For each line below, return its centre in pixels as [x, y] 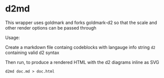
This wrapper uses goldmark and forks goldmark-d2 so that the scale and [81, 22]
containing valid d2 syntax [32, 52]
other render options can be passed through [51, 27]
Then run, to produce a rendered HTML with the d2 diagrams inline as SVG [82, 62]
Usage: [12, 37]
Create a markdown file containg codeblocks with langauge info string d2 [80, 47]
